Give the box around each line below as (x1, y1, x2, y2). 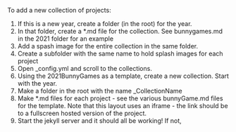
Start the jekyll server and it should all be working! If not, (17, 117, 182, 125)
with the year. (17, 79, 58, 87)
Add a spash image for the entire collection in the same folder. (17, 42, 199, 50)
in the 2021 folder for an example (17, 34, 114, 43)
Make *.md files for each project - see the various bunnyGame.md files (17, 94, 223, 103)
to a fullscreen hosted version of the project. (17, 109, 147, 117)
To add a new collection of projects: (7, 6, 111, 14)
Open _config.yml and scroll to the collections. (17, 65, 153, 72)
